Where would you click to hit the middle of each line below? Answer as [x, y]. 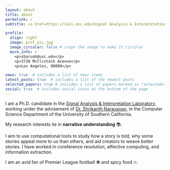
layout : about [20, 10]
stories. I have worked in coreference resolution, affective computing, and [82, 146]
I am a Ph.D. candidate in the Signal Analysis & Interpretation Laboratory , [81, 103]
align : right [24, 38]
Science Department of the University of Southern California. [69, 114]
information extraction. [29, 152]
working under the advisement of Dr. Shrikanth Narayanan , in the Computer [84, 108]
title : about [19, 15]
